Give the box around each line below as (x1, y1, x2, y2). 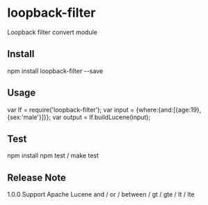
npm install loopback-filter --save (7, 66, 103, 75)
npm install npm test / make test (7, 151, 99, 160)
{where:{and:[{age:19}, (135, 105, 202, 114)
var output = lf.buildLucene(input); (51, 113, 151, 121)
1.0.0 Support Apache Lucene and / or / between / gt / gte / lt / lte (7, 190, 195, 199)
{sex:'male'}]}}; (7, 113, 51, 121)
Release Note (7, 172, 66, 183)
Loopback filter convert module (7, 28, 97, 36)
